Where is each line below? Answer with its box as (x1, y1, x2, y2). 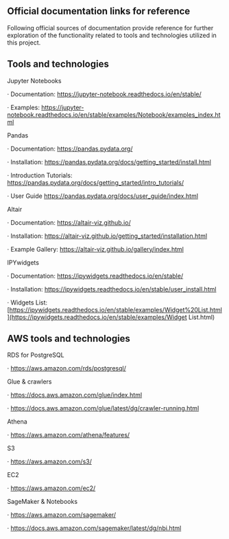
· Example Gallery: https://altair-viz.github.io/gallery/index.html (7, 245, 184, 253)
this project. (7, 38, 41, 47)
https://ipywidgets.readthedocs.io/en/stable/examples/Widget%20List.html (9, 305, 223, 313)
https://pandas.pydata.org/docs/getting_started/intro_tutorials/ (7, 178, 184, 186)
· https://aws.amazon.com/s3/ (7, 457, 93, 466)
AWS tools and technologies (7, 333, 130, 344)
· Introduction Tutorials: (7, 171, 73, 179)
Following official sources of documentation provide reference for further (7, 23, 214, 32)
